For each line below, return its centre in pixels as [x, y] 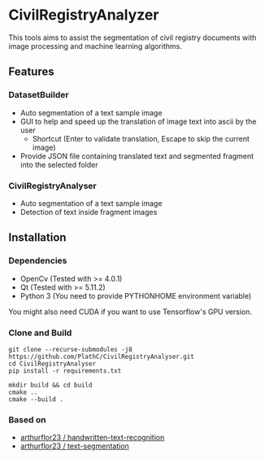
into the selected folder [59, 164]
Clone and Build [40, 333]
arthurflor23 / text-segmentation [75, 446]
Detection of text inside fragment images [89, 212]
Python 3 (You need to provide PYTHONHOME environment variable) [136, 295]
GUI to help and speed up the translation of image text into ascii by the [138, 121]
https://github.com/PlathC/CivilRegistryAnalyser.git [102, 356]
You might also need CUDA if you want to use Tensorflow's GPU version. [130, 312]
